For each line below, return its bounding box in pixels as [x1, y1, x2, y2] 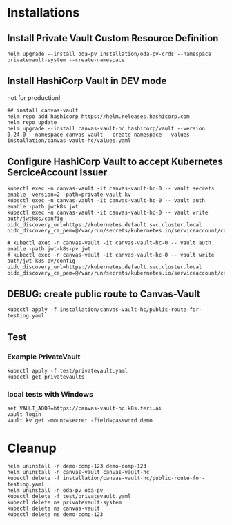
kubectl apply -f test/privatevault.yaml [7, 368, 128, 375]
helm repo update [7, 119, 57, 126]
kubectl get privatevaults [7, 374, 85, 381]
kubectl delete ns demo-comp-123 [7, 511, 104, 518]
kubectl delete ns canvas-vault [7, 505, 100, 512]
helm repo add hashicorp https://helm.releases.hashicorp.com [7, 112, 190, 120]
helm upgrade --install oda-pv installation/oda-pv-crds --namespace [7, 50, 212, 57]
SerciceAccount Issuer [7, 167, 108, 179]
